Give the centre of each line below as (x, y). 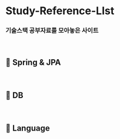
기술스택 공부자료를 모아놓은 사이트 (52, 31)
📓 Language (28, 128)
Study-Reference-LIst (60, 11)
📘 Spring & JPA (33, 62)
